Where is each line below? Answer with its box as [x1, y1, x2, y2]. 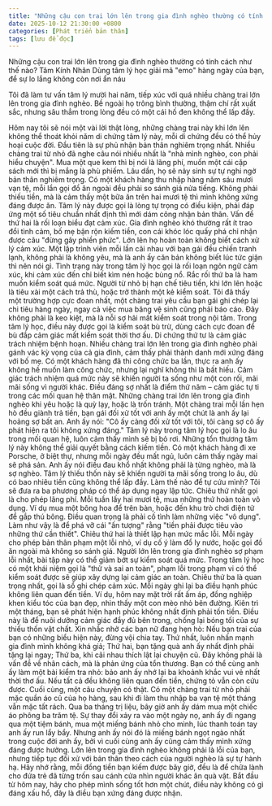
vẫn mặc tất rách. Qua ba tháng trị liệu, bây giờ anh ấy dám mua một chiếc [8, 702, 257, 712]
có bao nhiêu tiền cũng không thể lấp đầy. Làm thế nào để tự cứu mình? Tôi [8, 477, 261, 487]
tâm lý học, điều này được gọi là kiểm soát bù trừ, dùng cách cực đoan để [8, 322, 256, 332]
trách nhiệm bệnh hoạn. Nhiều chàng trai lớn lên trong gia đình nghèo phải [8, 339, 257, 349]
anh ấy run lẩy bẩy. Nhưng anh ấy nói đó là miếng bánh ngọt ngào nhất [8, 728, 245, 738]
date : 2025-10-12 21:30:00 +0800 [8, 20, 122, 28]
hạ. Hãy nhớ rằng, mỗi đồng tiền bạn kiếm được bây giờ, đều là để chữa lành [8, 762, 264, 773]
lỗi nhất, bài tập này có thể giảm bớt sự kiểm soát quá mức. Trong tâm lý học [8, 555, 265, 565]
